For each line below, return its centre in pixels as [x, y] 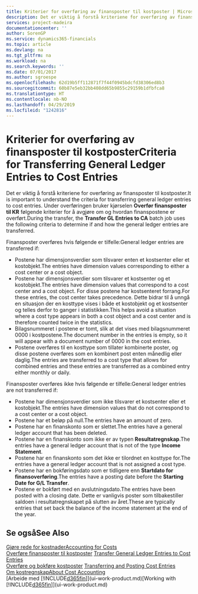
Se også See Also [38, 533]
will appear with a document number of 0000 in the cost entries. [93, 341]
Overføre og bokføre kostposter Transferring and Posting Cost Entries [91, 566]
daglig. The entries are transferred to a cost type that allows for [91, 360]
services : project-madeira [39, 22]
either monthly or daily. [42, 372]
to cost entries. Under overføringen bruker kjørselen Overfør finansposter [96, 206]
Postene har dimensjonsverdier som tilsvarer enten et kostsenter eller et [102, 260]
